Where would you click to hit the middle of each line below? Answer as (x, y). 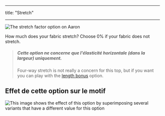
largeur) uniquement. (40, 58)
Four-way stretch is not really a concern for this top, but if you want (85, 70)
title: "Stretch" (19, 13)
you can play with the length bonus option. (60, 75)
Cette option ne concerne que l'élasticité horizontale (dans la (81, 53)
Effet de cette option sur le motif (55, 91)
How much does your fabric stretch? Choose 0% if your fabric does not (77, 36)
